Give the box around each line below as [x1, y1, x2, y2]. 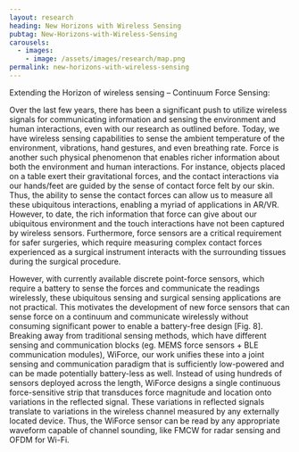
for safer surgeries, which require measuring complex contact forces [9, 237, 262, 248]
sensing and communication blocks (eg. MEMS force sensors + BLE [9, 340, 259, 350]
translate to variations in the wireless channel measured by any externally [9, 406, 279, 416]
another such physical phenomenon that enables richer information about [9, 152, 280, 162]
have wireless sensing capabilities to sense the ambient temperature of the [9, 133, 286, 144]
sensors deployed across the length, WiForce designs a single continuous [9, 377, 281, 388]
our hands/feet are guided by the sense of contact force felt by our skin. [9, 180, 275, 191]
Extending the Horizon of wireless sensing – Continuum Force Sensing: [9, 86, 270, 98]
